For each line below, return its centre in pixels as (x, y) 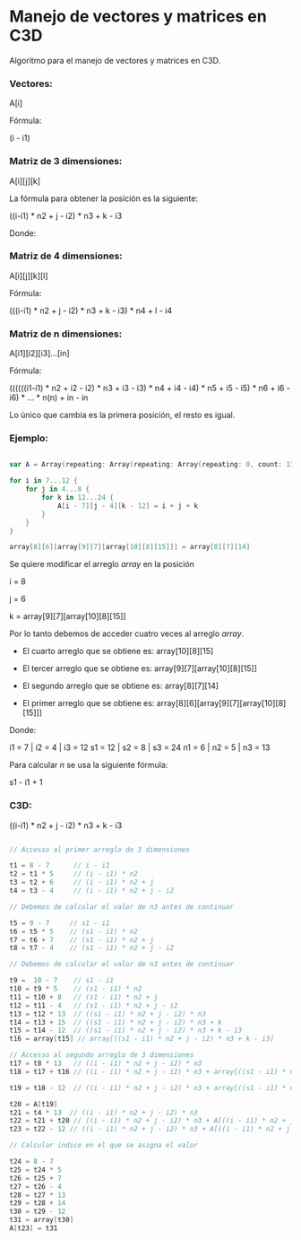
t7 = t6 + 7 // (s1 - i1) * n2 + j (82, 939)
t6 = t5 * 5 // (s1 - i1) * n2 (74, 931)
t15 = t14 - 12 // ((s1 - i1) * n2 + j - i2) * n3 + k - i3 (126, 1030)
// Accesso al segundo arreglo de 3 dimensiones (102, 1055)
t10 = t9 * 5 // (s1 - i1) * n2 (76, 989)
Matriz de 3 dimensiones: (66, 162)
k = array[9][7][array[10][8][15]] (68, 616)
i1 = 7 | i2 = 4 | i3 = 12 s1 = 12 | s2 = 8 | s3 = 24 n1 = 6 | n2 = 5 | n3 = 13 (140, 747)
